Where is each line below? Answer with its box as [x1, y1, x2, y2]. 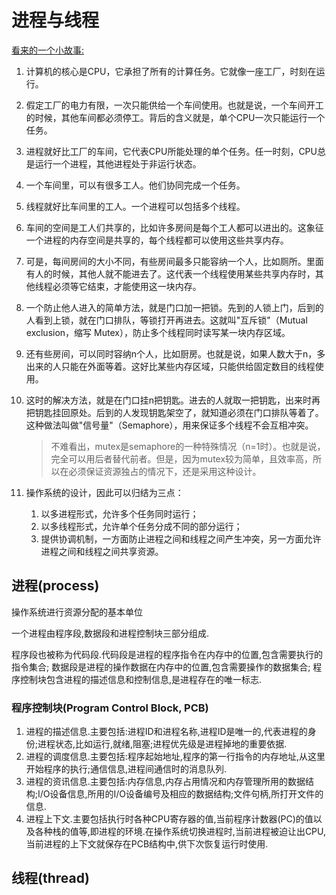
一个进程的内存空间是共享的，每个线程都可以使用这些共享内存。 [25, 234, 289, 246]
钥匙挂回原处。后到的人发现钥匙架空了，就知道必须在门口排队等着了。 [34, 406, 324, 418]
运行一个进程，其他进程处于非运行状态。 [34, 157, 202, 170]
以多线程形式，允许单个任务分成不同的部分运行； [40, 520, 243, 532]
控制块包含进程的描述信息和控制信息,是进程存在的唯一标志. [19, 673, 263, 685]
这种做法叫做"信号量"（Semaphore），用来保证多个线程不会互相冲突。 [25, 419, 314, 431]
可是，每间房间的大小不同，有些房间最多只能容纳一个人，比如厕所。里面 [25, 255, 324, 267]
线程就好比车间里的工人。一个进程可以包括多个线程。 [25, 200, 246, 212]
